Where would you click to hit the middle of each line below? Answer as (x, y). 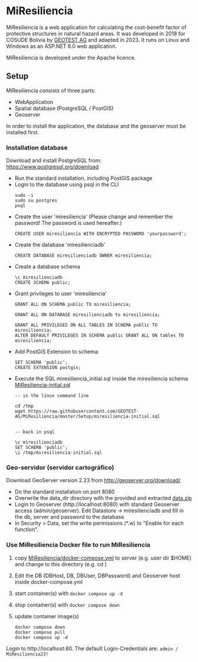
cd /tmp (24, 406)
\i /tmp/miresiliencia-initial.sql (58, 453)
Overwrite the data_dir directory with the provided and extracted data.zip (103, 498)
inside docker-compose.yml (49, 582)
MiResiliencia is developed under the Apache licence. (71, 57)
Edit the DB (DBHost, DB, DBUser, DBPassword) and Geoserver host (98, 576)
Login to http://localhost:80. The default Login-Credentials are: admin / (92, 648)
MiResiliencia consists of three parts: (51, 91)
